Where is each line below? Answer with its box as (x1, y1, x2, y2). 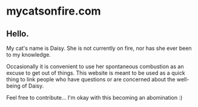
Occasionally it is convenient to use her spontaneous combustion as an (6, 63, 184, 70)
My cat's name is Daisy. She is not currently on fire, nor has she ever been (6, 44, 192, 52)
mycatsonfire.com (6, 4, 101, 18)
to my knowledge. (6, 51, 51, 58)
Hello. (6, 29, 29, 39)
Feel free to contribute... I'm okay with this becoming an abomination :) (6, 94, 183, 101)
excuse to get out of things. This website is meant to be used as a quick (6, 69, 186, 77)
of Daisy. (21, 82, 44, 89)
